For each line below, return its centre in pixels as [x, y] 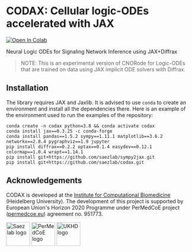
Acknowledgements [44, 180]
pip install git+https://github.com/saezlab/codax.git [75, 162]
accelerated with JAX [60, 23]
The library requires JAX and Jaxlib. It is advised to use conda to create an [96, 102]
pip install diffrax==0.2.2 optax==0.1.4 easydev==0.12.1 [79, 147]
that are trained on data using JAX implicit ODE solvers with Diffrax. [103, 69]
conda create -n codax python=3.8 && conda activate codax [81, 126]
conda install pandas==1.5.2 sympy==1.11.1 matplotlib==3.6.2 [84, 136]
